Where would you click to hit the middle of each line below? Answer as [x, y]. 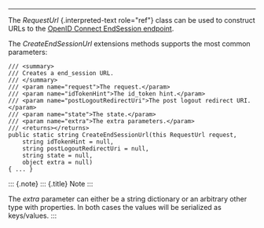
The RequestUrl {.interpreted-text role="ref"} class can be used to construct [132, 20]
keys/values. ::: [33, 215]
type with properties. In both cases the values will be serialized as [115, 207]
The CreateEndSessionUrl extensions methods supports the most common [129, 43]
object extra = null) [57, 162]
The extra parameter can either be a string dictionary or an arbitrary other [128, 199]
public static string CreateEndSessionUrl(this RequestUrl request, [123, 135]
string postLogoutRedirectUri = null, [86, 149]
